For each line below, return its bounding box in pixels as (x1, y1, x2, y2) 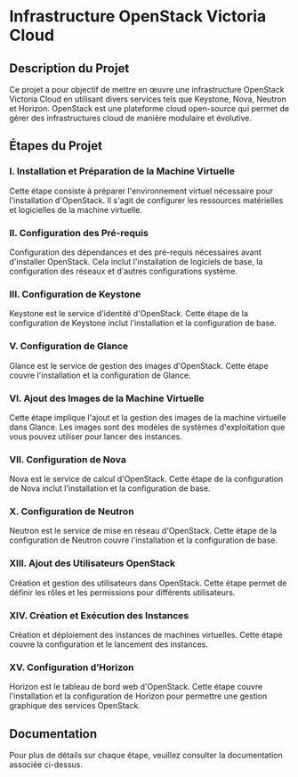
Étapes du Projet (9, 138, 102, 153)
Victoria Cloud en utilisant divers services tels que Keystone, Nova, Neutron (9, 94, 286, 104)
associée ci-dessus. (9, 759, 83, 770)
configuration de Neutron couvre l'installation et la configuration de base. (9, 535, 278, 545)
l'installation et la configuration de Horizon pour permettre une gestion (9, 691, 268, 701)
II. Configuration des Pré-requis (9, 226, 149, 239)
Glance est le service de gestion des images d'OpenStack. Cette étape (9, 360, 269, 371)
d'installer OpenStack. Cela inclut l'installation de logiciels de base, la (9, 256, 263, 266)
